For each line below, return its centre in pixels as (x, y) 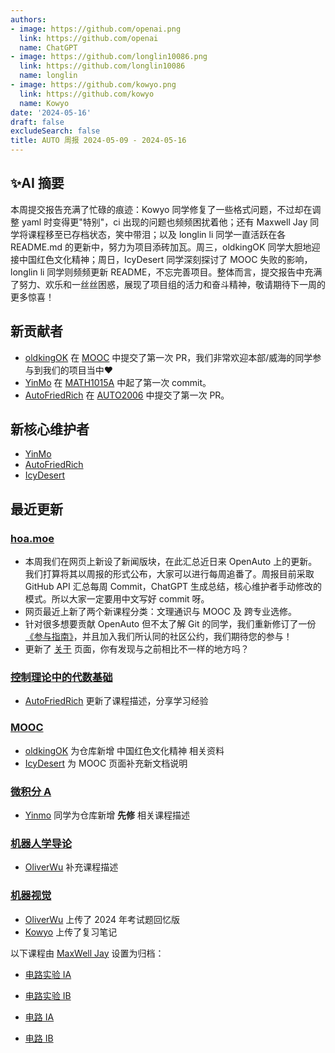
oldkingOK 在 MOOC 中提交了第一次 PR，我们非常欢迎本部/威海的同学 (168, 357)
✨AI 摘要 (37, 183)
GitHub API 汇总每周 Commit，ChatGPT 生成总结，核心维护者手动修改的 (173, 587)
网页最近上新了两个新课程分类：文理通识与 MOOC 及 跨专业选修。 (160, 612)
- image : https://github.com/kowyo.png (93, 85)
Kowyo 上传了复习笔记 (71, 932)
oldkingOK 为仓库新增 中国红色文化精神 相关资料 (124, 750)
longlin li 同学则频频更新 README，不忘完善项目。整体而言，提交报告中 (157, 272)
